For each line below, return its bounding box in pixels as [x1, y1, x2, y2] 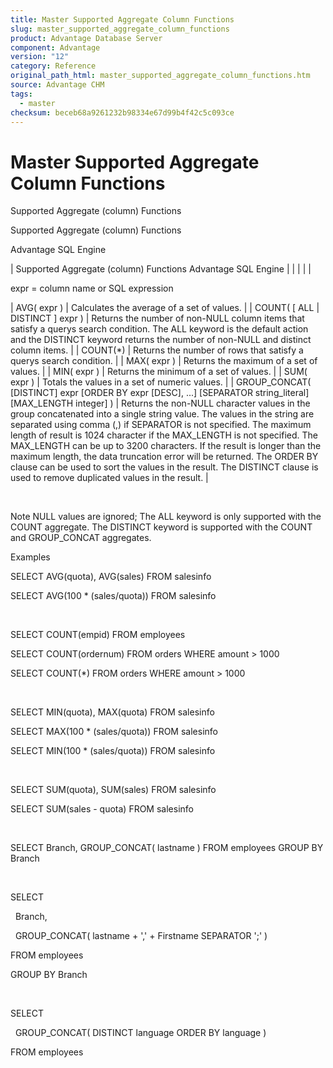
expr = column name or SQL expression [10, 282, 174, 295]
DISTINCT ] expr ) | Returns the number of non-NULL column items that [10, 312, 305, 325]
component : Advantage [10, 42, 101, 53]
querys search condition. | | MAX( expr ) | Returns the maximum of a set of [10, 355, 318, 367]
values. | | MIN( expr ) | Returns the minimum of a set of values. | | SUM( [10, 366, 308, 378]
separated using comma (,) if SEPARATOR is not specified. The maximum [10, 419, 312, 431]
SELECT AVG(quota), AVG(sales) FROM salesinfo [10, 571, 212, 583]
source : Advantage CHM [10, 80, 105, 90]
